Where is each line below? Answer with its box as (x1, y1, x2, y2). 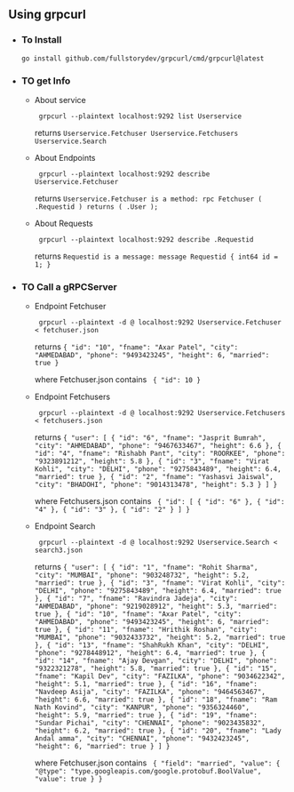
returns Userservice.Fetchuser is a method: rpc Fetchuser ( (34, 193, 263, 204)
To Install (20, 34, 62, 46)
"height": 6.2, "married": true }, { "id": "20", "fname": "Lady (34, 726, 282, 736)
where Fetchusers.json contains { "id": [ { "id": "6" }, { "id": (34, 496, 285, 507)
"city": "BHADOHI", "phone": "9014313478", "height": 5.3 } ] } (34, 480, 278, 490)
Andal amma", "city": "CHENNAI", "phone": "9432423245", (34, 734, 250, 743)
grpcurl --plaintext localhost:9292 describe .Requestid (38, 235, 254, 244)
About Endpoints (34, 152, 96, 163)
